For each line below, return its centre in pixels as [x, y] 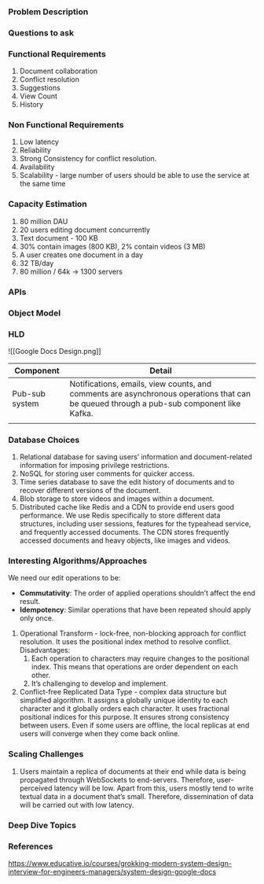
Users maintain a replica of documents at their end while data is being [132, 771]
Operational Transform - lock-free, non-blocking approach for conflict [133, 634]
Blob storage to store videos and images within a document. [117, 499]
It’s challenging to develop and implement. [100, 683]
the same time [42, 184]
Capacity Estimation [48, 204]
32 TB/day [37, 263]
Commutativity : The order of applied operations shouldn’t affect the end [137, 593]
